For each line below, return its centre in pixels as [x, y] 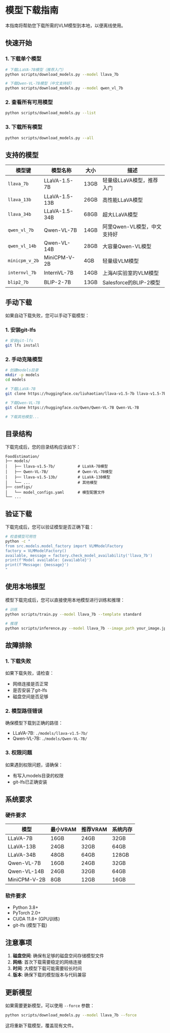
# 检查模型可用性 [21, 537]
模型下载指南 [32, 10]
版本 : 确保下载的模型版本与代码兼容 [49, 975]
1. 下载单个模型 [24, 59]
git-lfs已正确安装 [30, 782]
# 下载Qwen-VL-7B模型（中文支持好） [40, 84]
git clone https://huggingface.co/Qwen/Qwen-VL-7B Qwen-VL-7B [72, 408]
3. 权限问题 [19, 753]
